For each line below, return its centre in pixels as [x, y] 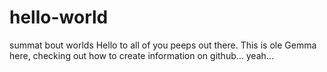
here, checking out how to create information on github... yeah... [141, 55]
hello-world [59, 17]
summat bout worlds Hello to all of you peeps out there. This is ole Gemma [163, 45]
